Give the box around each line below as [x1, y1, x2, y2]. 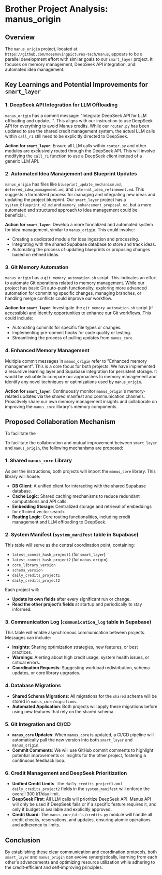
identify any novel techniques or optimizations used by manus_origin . [5, 379, 143, 385]
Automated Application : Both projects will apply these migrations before [12, 703, 158, 709]
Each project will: [5, 587, 40, 592]
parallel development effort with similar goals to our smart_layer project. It [5, 56, 153, 62]
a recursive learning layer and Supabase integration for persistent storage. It [5, 368, 157, 374]
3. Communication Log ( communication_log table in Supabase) [5, 618, 151, 625]
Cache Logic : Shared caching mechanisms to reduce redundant [12, 493, 140, 499]
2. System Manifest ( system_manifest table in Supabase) [5, 531, 139, 538]
